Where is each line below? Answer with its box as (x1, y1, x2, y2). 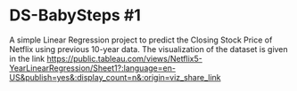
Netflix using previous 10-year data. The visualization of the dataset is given (9, 43, 288, 54)
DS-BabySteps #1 (9, 5, 141, 26)
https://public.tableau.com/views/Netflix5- (46, 53, 202, 64)
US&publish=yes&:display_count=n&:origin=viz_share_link (9, 72, 221, 82)
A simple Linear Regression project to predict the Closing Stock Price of (9, 34, 273, 45)
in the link (9, 53, 45, 64)
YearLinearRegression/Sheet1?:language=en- (9, 63, 177, 73)
